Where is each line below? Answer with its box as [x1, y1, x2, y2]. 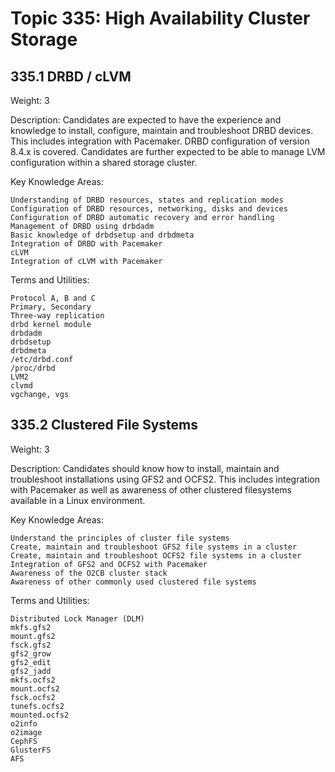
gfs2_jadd [10, 666, 52, 676]
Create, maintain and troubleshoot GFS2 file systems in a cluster [10, 542, 298, 552]
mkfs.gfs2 [10, 622, 52, 632]
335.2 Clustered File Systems [10, 417, 198, 434]
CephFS [10, 736, 38, 746]
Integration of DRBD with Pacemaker [10, 239, 163, 249]
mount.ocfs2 [10, 683, 60, 694]
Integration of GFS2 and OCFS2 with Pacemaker [10, 559, 208, 569]
